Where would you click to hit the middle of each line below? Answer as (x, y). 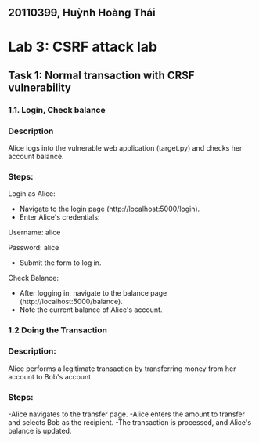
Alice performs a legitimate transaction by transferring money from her (122, 369)
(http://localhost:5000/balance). (71, 302)
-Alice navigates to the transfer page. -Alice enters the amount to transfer (126, 414)
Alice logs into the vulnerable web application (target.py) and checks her (125, 148)
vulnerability (40, 87)
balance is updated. (40, 431)
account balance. (36, 157)
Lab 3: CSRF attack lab (83, 47)
